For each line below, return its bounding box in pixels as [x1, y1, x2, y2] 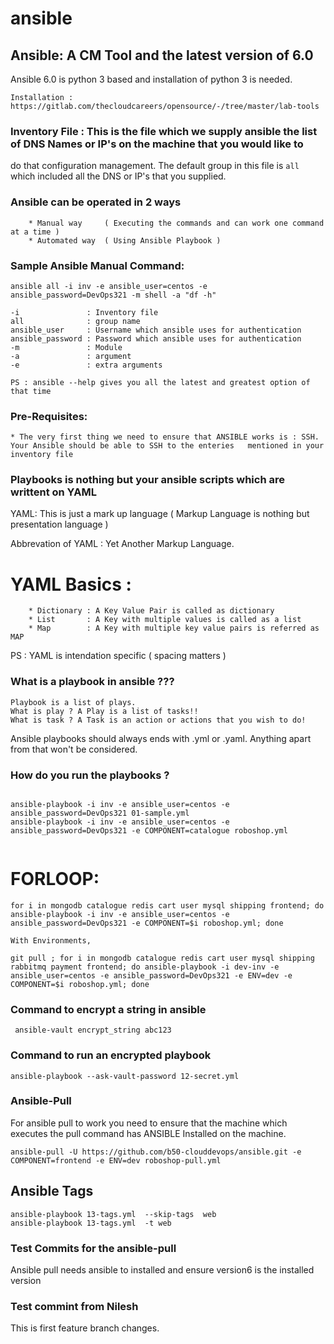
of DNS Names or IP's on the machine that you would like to [10, 137, 304, 151]
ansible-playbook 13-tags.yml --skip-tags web [10, 1209, 217, 1219]
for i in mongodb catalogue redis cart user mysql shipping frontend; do [10, 900, 325, 911]
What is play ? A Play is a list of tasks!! [10, 706, 199, 716]
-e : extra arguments [10, 360, 163, 370]
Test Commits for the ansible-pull [10, 1241, 177, 1255]
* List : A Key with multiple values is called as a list [28, 615, 302, 625]
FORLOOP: [10, 868, 100, 891]
